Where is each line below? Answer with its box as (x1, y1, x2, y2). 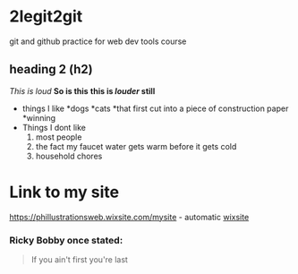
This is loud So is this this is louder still (9, 85, 156, 96)
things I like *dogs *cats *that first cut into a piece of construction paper (21, 103, 289, 114)
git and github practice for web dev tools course (9, 36, 187, 47)
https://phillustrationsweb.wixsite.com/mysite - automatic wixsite (9, 211, 250, 222)
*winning (21, 112, 56, 123)
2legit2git (9, 6, 83, 27)
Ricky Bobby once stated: (9, 234, 123, 246)
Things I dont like (21, 122, 87, 133)
